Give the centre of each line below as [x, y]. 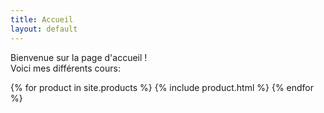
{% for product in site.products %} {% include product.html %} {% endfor [162, 87]
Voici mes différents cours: [65, 68]
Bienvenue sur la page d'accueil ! [79, 57]
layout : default [44, 29]
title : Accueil [42, 19]
